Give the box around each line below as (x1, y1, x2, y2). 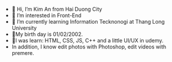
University (11, 24, 37, 31)
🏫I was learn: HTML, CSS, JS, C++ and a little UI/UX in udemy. (11, 37, 164, 44)
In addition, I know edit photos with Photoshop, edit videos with (11, 43, 167, 50)
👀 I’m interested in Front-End (11, 12, 82, 19)
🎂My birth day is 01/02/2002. (11, 31, 83, 38)
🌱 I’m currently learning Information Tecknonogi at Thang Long (11, 18, 165, 25)
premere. (11, 50, 34, 56)
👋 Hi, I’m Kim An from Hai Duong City (11, 6, 102, 12)
